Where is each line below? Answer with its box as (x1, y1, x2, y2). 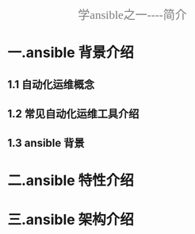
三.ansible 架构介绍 (7, 210, 134, 228)
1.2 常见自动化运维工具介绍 (7, 107, 140, 121)
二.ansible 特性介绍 (7, 171, 134, 190)
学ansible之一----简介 (78, 8, 187, 21)
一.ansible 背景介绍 (7, 44, 134, 62)
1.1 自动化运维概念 (7, 78, 95, 91)
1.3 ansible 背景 (7, 136, 85, 150)
